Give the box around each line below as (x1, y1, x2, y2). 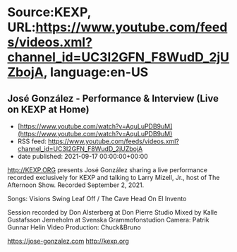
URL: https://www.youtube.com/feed (7, 19, 228, 35)
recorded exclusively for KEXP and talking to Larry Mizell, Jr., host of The (7, 174, 220, 181)
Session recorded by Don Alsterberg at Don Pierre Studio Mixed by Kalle (7, 208, 218, 216)
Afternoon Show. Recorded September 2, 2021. (7, 181, 145, 189)
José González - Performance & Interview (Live (7, 92, 219, 104)
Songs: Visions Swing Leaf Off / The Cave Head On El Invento (7, 195, 187, 203)
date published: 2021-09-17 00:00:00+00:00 (17, 152, 148, 160)
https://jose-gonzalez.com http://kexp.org (7, 237, 129, 245)
